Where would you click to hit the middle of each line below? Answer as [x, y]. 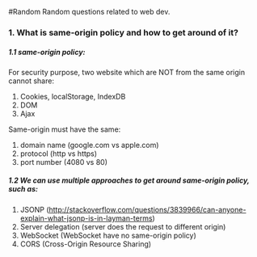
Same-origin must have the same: [65, 129]
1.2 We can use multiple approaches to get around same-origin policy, [129, 180]
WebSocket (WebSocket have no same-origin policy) [108, 235]
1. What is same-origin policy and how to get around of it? [123, 32]
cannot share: [32, 81]
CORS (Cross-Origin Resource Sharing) [86, 244]
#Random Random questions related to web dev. [89, 12]
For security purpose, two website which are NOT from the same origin [126, 72]
